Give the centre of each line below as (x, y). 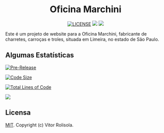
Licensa (18, 113)
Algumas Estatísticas (40, 55)
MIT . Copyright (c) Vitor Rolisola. (39, 125)
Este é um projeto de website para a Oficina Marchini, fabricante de (76, 34)
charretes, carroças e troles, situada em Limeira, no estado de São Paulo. (82, 39)
